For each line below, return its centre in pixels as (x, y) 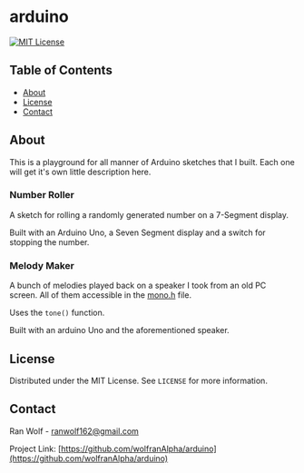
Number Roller (42, 195)
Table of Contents (61, 70)
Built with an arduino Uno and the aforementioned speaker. (119, 330)
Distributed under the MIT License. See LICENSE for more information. (138, 380)
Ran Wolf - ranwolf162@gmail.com (74, 431)
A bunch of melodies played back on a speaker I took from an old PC (138, 286)
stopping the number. (49, 241)
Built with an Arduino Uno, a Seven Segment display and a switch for (137, 232)
